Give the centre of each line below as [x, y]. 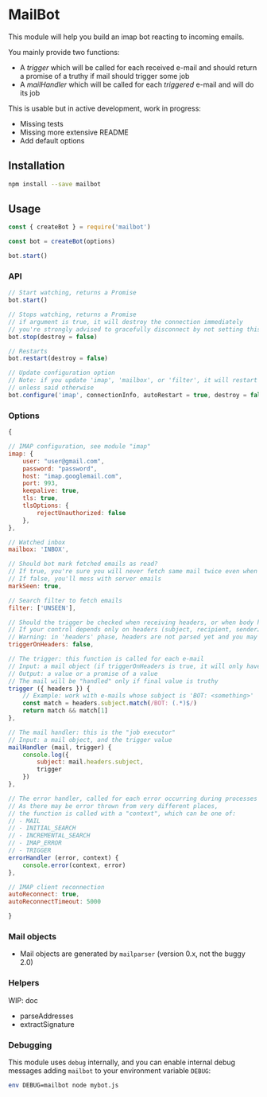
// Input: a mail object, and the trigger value [90, 740]
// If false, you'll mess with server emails [85, 579]
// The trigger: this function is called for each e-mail [106, 659]
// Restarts [28, 351]
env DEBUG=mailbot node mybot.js [64, 1085]
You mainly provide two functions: [64, 52]
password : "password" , [60, 468]
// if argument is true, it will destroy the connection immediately [126, 322]
